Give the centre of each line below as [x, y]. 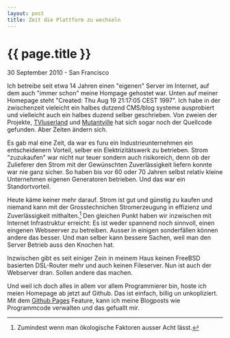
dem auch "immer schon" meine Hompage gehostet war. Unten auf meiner [113, 93]
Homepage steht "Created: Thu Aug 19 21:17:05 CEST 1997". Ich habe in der [114, 101]
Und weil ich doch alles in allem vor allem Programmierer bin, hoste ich [107, 286]
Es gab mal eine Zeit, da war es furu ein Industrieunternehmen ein [100, 143]
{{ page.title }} [49, 54]
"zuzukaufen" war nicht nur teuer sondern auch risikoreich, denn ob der [109, 158]
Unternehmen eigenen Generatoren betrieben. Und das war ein [97, 180]
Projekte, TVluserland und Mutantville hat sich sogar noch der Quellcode [110, 122]
